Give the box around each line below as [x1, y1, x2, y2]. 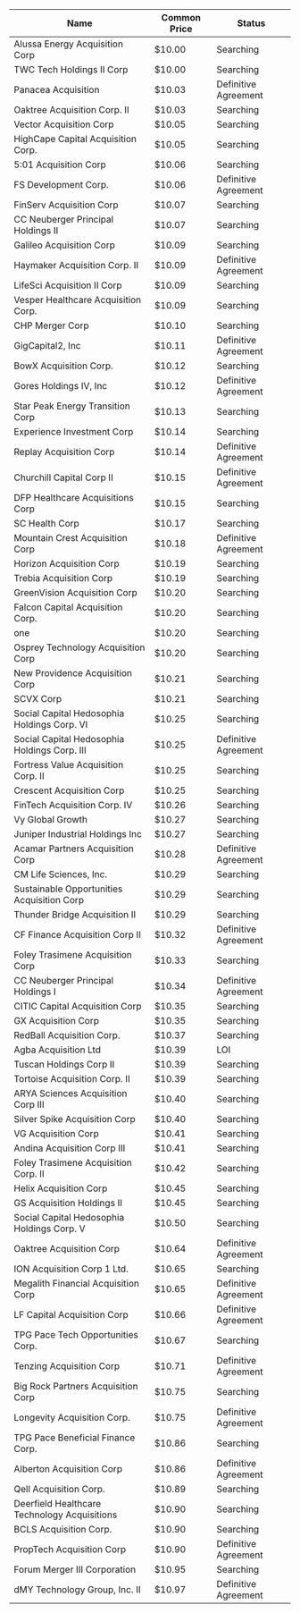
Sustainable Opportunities [13, 883, 123, 895]
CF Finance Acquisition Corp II [13, 929, 141, 941]
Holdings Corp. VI [13, 719, 88, 730]
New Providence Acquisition [13, 667, 132, 679]
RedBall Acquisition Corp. [13, 1029, 121, 1041]
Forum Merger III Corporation [13, 1564, 137, 1575]
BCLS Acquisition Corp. [13, 1524, 112, 1535]
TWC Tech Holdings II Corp [13, 63, 129, 75]
